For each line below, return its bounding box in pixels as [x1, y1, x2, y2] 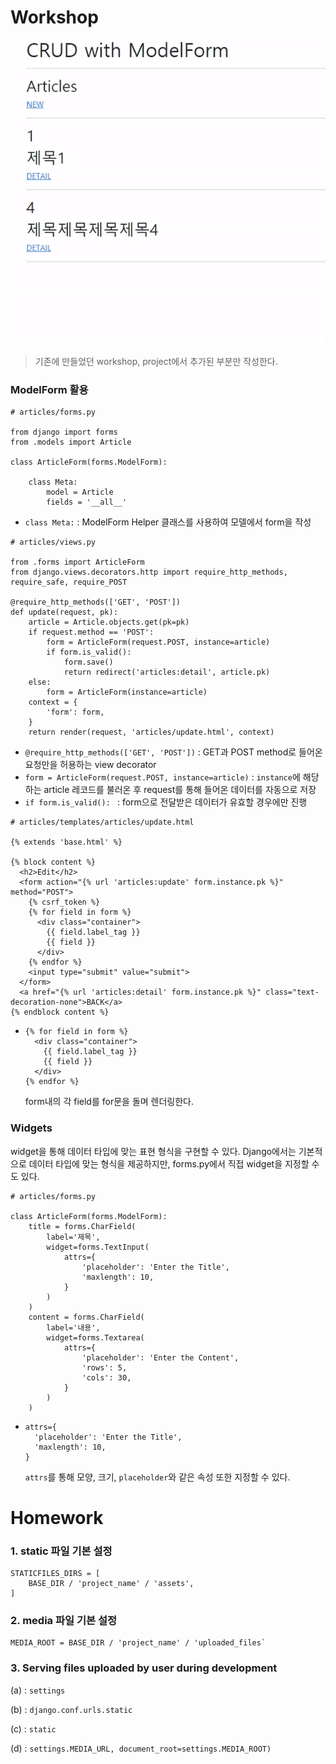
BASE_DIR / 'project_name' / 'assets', [28, 1579, 195, 1589]
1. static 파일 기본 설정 [10, 1544, 113, 1558]
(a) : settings [10, 1684, 66, 1696]
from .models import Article [10, 437, 132, 448]
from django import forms [10, 427, 118, 438]
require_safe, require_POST [10, 577, 128, 588]
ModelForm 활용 [10, 383, 89, 396]
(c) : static [10, 1722, 57, 1735]
